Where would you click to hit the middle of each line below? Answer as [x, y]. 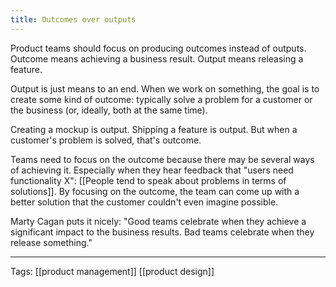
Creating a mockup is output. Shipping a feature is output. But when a [154, 129]
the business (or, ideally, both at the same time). [109, 110]
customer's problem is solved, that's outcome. [106, 140]
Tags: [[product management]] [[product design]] [112, 271]
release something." [51, 242]
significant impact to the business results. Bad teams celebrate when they [162, 232]
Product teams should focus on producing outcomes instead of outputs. [158, 48]
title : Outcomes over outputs [73, 19]
